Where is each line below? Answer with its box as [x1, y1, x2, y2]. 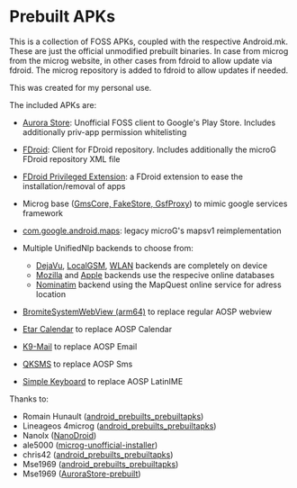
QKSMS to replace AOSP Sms [22, 358, 133, 369]
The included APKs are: [9, 99, 97, 110]
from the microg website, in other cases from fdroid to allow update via [9, 55, 273, 66]
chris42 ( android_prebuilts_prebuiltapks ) [22, 448, 174, 460]
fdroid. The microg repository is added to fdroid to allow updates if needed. [9, 65, 289, 76]
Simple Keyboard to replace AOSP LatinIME [22, 375, 184, 386]
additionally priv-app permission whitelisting [22, 126, 187, 137]
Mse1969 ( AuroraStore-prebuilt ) [22, 468, 141, 479]
